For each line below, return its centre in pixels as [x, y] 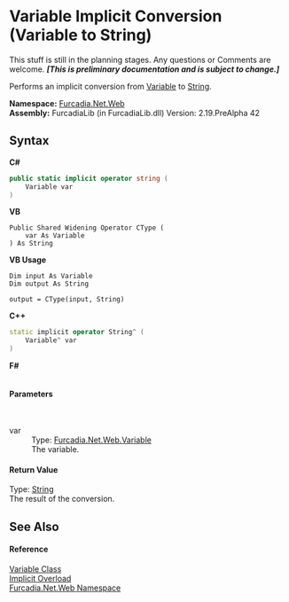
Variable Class [35, 569]
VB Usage [28, 260]
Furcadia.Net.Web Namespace [65, 588]
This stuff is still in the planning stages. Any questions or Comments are [140, 59]
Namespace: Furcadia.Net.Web [67, 103]
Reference [29, 549]
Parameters [31, 394]
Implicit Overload [40, 579]
